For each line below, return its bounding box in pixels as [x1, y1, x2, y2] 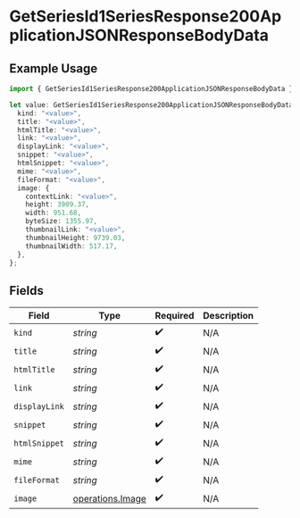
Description [203, 310, 254, 322]
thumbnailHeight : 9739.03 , [25, 233, 126, 242]
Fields [9, 283, 45, 298]
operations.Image [72, 492, 147, 505]
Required [154, 310, 195, 322]
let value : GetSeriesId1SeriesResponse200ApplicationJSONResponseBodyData [9, 100, 294, 109]
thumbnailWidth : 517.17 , [25, 241, 118, 251]
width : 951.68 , [25, 208, 82, 218]
